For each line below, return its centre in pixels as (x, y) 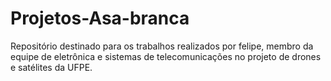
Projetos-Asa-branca (100, 18)
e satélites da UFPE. (51, 67)
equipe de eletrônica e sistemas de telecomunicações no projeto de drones (166, 56)
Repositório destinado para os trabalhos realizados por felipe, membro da (162, 46)
